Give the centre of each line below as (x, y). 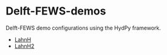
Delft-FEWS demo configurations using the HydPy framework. (83, 28)
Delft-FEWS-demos (56, 11)
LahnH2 (24, 46)
